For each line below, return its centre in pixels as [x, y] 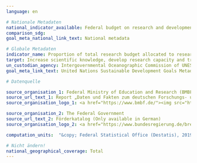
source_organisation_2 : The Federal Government [65, 114]
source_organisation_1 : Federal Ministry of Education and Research [91, 92]
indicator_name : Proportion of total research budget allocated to [90, 55]
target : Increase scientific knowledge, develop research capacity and [95, 60]
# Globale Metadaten [31, 49]
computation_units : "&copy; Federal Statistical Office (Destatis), [93, 135]
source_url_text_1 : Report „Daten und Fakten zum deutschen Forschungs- [97, 97]
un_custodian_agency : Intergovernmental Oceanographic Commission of [93, 65]
